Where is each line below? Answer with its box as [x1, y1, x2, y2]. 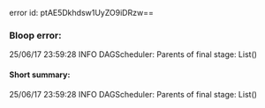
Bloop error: [9, 29, 62, 41]
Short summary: [9, 69, 71, 80]
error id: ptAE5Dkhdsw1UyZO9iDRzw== [9, 8, 155, 18]
